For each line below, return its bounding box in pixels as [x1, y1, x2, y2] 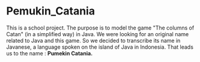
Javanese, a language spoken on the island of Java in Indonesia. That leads [6, 43, 194, 51]
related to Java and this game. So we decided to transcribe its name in [6, 37, 181, 44]
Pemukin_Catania [6, 4, 95, 18]
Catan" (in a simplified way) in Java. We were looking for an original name [6, 30, 189, 37]
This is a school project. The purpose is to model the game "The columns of [6, 24, 195, 31]
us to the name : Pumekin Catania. [6, 49, 93, 57]
